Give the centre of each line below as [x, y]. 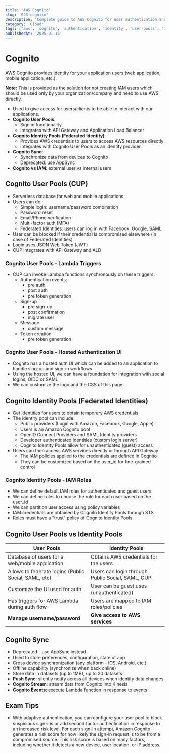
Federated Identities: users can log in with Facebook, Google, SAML [91, 228]
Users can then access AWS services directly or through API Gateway [85, 451]
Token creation [36, 334]
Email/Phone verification [46, 218]
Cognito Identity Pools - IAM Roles [48, 480]
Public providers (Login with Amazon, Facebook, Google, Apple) [87, 424]
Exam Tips [22, 706]
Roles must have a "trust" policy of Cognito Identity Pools [72, 518]
